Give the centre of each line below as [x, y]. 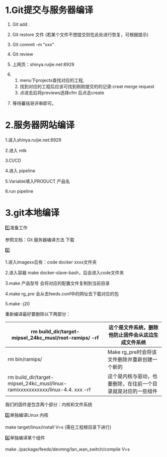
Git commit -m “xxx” [33, 44]
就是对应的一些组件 [135, 391]
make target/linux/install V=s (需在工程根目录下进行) [58, 427]
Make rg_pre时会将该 [132, 352]
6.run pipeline [19, 191]
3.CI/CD [13, 160]
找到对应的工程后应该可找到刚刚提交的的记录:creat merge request [87, 86]
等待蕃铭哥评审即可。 [34, 103]
